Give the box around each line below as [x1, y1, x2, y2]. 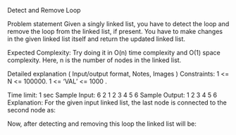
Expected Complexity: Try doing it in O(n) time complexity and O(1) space [7, 49, 221, 57]
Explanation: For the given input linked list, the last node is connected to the [7, 98, 227, 107]
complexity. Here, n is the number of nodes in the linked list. [7, 56, 182, 64]
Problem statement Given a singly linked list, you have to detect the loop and [7, 20, 230, 28]
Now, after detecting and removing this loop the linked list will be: [7, 119, 197, 128]
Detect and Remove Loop [7, 6, 81, 14]
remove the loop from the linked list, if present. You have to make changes [7, 28, 223, 35]
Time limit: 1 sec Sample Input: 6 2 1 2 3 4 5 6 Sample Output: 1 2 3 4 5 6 [7, 91, 217, 99]
